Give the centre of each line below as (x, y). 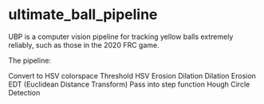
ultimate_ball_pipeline (83, 15)
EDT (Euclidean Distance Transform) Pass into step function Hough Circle (129, 84)
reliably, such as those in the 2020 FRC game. (84, 44)
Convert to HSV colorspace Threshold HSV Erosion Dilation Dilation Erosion (132, 75)
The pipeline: (30, 60)
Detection (24, 92)
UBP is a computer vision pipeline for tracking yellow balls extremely (121, 37)
